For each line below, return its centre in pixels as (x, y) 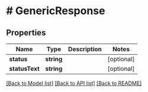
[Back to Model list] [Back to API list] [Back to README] (74, 83)
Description (85, 49)
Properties (26, 33)
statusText (24, 69)
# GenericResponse (56, 11)
